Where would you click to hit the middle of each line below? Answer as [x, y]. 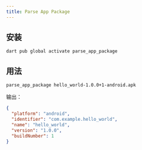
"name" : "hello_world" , [41, 125]
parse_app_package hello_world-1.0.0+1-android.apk [71, 85]
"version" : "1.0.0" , [37, 130]
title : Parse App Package [38, 12]
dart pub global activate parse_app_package [62, 51]
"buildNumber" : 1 [33, 136]
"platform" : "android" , [41, 114]
